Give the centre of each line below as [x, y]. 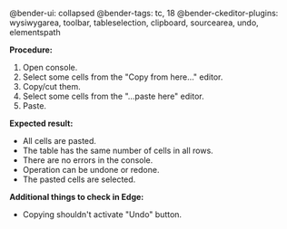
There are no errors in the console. [88, 160]
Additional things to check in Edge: [77, 197]
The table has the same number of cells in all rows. [118, 150]
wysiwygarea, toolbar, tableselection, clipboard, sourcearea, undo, [134, 23]
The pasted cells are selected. [79, 179]
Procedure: [31, 50]
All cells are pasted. [59, 141]
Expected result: [41, 123]
